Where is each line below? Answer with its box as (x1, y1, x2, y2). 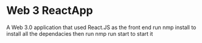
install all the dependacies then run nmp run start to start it (6, 30, 153, 37)
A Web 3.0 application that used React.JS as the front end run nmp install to (6, 24, 197, 31)
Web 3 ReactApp (6, 4, 93, 18)
